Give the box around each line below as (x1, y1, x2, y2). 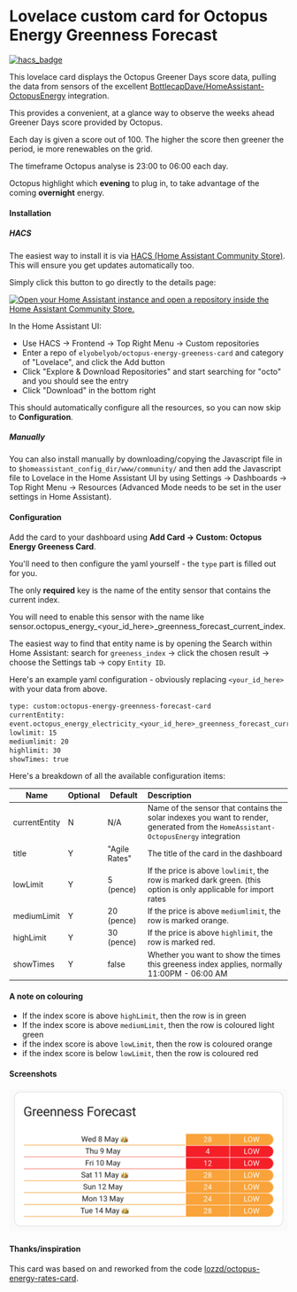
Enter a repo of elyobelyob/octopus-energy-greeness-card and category (21, 347, 285, 358)
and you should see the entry (21, 375, 129, 386)
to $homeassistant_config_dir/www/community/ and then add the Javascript (9, 463, 281, 474)
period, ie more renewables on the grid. (9, 144, 153, 154)
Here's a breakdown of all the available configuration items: (9, 770, 225, 781)
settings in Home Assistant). (9, 492, 112, 502)
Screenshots (9, 1068, 57, 1078)
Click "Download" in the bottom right (21, 385, 156, 395)
